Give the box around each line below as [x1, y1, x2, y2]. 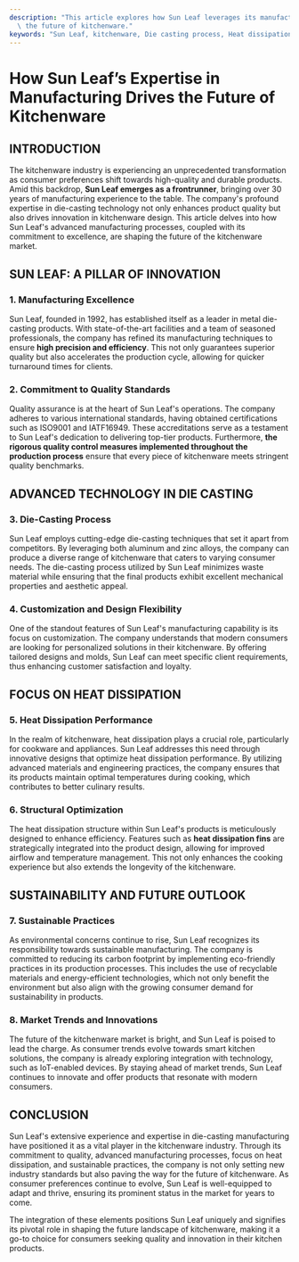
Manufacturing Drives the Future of [9, 87, 276, 107]
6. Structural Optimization [9, 804, 124, 816]
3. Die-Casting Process [9, 513, 111, 525]
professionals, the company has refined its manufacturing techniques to [9, 333, 273, 343]
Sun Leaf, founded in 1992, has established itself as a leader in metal [9, 314, 261, 325]
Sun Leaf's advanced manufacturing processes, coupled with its [9, 222, 246, 233]
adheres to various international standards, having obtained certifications [9, 413, 278, 424]
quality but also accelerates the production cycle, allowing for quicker [9, 351, 265, 362]
